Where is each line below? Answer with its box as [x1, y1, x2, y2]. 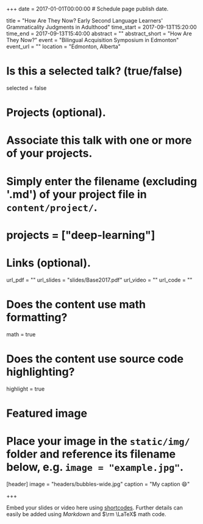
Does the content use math [6, 297, 146, 311]
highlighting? [6, 365, 75, 378]
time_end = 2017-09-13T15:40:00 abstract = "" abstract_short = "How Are [6, 30, 192, 37]
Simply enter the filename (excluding [6, 174, 198, 188]
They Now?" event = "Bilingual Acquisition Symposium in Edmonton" [6, 37, 179, 43]
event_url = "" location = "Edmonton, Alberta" [6, 43, 121, 50]
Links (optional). [6, 256, 91, 270]
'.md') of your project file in [6, 187, 148, 201]
